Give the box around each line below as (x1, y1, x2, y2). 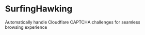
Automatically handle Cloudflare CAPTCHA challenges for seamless (5, 19, 141, 25)
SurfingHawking (5, 3, 73, 14)
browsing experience (5, 24, 48, 30)
